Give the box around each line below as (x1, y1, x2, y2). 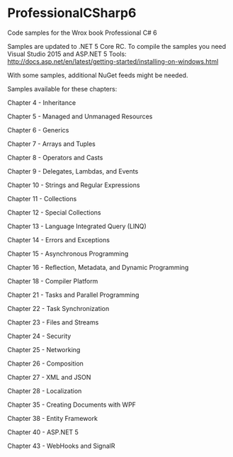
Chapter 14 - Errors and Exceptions (7, 235, 110, 244)
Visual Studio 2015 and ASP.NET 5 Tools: (7, 50, 127, 58)
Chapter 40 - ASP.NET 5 (7, 427, 79, 436)
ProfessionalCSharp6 (7, 5, 137, 21)
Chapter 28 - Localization (7, 386, 82, 395)
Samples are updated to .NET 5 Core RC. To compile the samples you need (7, 42, 227, 50)
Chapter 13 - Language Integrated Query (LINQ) (7, 222, 147, 230)
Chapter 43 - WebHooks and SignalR (7, 441, 115, 450)
